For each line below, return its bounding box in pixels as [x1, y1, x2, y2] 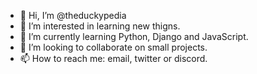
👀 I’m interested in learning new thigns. [19, 20, 181, 32]
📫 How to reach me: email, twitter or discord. [19, 53, 208, 64]
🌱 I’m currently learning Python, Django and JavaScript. [19, 31, 249, 42]
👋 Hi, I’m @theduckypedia [19, 10, 127, 21]
